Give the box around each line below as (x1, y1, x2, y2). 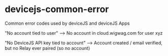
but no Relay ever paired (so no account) (5, 45, 90, 51)
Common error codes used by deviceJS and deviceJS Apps (5, 20, 130, 26)
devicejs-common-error (5, 4, 109, 15)
